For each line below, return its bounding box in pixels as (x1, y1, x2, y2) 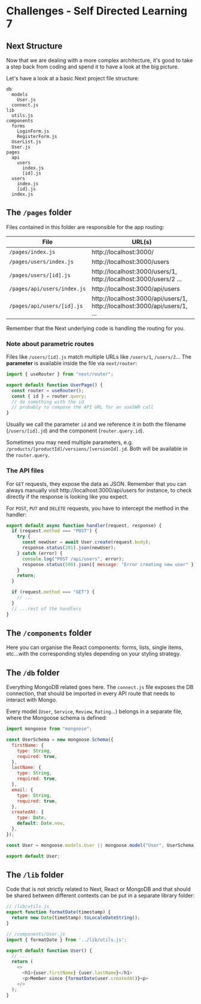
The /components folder (6, 628, 92, 638)
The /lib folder (6, 870, 64, 880)
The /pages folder (6, 208, 72, 218)
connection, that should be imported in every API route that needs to (6, 690, 175, 697)
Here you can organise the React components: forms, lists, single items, (6, 644, 184, 651)
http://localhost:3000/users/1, (92, 267, 178, 275)
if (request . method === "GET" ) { (11, 589, 95, 595)
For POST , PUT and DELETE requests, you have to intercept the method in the (6, 504, 189, 512)
